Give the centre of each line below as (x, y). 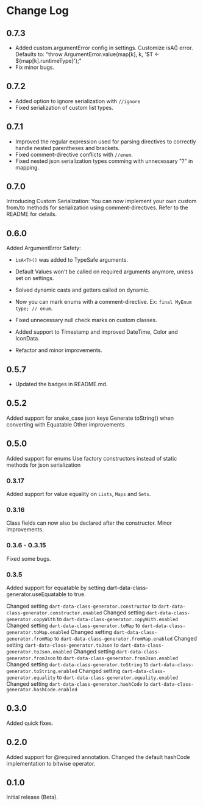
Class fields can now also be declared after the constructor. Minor (89, 523)
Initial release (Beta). (32, 797)
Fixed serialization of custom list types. (64, 107)
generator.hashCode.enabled (42, 689)
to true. (77, 594)
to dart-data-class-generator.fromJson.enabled (118, 658)
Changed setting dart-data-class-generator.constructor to (82, 606)
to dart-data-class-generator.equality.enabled (118, 677)
